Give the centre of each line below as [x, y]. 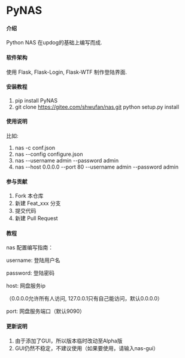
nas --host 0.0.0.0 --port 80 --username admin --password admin [96, 167]
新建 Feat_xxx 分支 [38, 203]
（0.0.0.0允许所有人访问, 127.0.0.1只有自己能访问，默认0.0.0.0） [84, 299]
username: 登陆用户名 [33, 260]
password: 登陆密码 [31, 273]
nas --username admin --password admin [66, 160]
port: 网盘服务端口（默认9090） [46, 311]
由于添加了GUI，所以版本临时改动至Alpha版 [69, 341]
